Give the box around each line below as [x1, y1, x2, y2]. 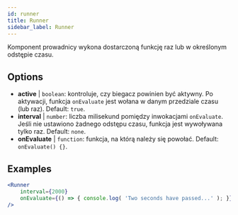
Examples [7, 163, 52, 175]
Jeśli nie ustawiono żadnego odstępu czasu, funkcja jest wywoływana [17, 120, 223, 128]
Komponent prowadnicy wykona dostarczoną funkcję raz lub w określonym [7, 43, 227, 52]
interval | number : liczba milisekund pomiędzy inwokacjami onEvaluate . [17, 112, 223, 121]
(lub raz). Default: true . [17, 105, 86, 113]
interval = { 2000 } [20, 188, 69, 195]
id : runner [7, 10, 40, 18]
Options [7, 71, 44, 83]
